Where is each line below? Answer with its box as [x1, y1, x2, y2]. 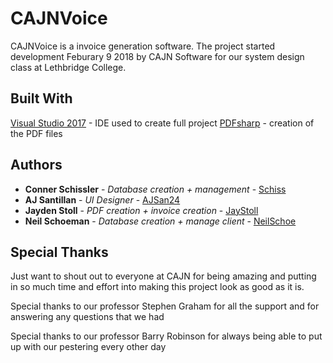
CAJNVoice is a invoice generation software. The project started [10, 40, 276, 52]
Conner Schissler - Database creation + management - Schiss [24, 183, 287, 195]
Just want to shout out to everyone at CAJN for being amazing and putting [10, 270, 317, 282]
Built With [10, 90, 73, 107]
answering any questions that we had [10, 311, 165, 323]
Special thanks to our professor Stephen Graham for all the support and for [10, 300, 320, 312]
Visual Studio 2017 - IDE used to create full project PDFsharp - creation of [10, 117, 315, 129]
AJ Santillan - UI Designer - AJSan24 [24, 193, 181, 206]
